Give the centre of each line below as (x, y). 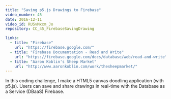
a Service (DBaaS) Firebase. (35, 91)
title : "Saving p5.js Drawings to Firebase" (53, 10)
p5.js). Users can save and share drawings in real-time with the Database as (85, 86)
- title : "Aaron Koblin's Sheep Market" (53, 61)
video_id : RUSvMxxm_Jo (29, 24)
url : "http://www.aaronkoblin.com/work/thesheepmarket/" (76, 67)
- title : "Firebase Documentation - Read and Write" (67, 52)
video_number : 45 (24, 15)
